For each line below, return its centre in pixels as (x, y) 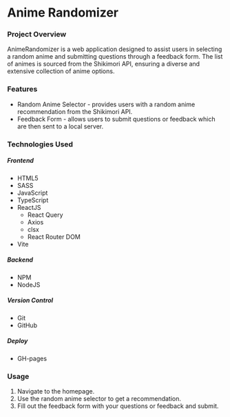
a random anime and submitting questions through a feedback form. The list (115, 57)
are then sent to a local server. (60, 126)
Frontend (21, 161)
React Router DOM (54, 237)
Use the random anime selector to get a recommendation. (99, 398)
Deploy (18, 341)
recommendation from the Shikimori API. (75, 111)
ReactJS (29, 207)
